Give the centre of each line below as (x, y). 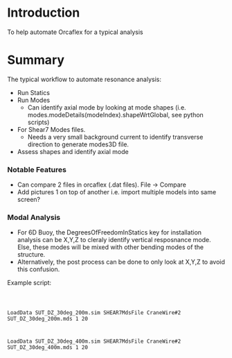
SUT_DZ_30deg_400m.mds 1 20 (48, 348)
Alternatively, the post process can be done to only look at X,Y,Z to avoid (121, 262)
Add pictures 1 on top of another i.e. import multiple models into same (117, 192)
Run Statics (34, 92)
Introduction (44, 13)
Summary (36, 60)
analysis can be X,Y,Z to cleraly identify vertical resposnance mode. (114, 240)
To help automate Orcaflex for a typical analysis (75, 32)
